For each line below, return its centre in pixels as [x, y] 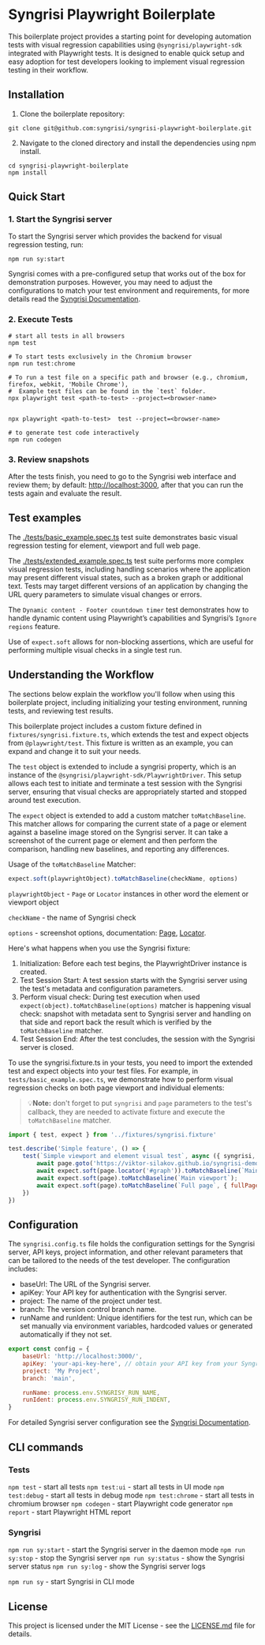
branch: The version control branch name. [88, 1310]
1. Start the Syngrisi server [60, 219]
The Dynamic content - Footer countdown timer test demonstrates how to [129, 609]
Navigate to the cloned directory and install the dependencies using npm [138, 143]
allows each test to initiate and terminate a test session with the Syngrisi [125, 783]
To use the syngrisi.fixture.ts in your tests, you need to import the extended [131, 1062]
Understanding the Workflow [81, 675]
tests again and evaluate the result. [65, 493]
